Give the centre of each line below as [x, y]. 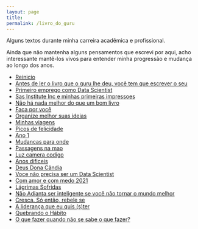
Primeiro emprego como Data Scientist [64, 90]
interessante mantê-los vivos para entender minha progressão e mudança [99, 59]
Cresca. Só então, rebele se [50, 200]
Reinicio [25, 77]
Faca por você [33, 110]
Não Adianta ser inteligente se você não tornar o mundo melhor [95, 194]
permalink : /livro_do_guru [41, 23]
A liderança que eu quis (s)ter [52, 206]
